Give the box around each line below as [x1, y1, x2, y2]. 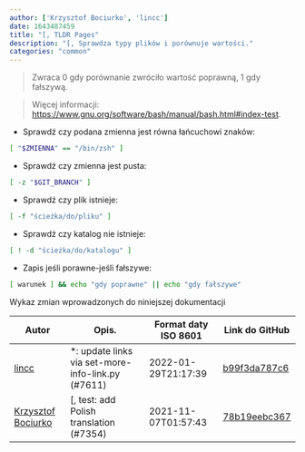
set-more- [84, 356, 133, 368]
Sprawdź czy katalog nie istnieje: [22, 228, 147, 239]
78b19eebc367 [221, 410, 291, 423]
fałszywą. [31, 82, 68, 93]
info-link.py [69, 367, 121, 379]
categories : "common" [9, 47, 92, 56]
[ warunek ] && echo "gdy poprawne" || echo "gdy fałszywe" [9, 280, 242, 289]
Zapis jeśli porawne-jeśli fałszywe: [22, 262, 152, 273]
